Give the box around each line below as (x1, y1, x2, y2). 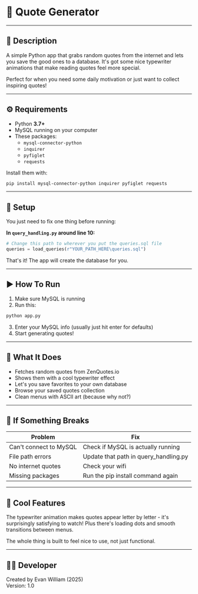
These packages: (14, 133, 57, 140)
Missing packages (9, 471, 60, 480)
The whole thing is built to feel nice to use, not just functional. (6, 537, 156, 544)
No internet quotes (9, 462, 61, 470)
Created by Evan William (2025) (6, 576, 84, 583)
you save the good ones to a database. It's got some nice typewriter (6, 58, 172, 65)
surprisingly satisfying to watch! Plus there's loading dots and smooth (6, 520, 176, 527)
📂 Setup (6, 202, 36, 212)
